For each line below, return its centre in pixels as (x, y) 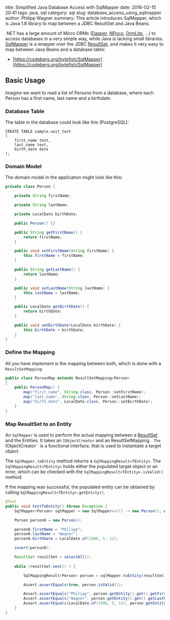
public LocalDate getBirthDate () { (52, 307)
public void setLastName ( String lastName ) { (62, 288)
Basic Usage (25, 81)
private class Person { (30, 187)
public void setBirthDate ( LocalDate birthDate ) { (68, 325)
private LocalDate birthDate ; (46, 214)
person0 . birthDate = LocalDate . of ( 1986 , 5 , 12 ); (67, 539)
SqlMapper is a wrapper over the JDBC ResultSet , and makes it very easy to (84, 44)
